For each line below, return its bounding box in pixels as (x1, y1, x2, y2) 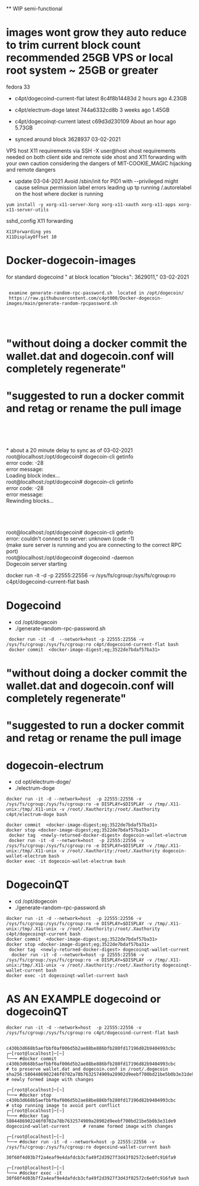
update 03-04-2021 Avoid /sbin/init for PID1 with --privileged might (14, 178, 179, 185)
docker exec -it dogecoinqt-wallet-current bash (6, 973, 129, 979)
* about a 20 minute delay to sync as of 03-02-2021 (6, 447, 133, 454)
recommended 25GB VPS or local (6, 51, 174, 65)
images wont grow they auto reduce (6, 26, 187, 39)
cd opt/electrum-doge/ (14, 778, 71, 786)
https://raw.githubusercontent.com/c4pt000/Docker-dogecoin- (8, 295, 163, 301)
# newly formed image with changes (6, 1077, 94, 1083)
